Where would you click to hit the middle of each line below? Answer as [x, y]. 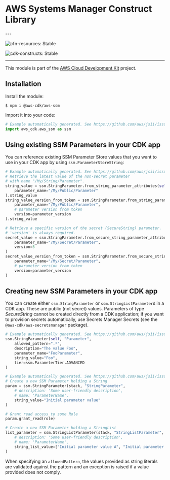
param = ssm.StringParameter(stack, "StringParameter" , [65, 386]
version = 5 [25, 247]
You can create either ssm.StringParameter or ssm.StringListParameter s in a [85, 303]
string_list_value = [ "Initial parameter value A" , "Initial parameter [89, 447]
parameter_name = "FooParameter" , [48, 353]
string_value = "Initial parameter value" [57, 400]
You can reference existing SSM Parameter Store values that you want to [81, 157]
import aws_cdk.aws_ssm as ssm [38, 129]
